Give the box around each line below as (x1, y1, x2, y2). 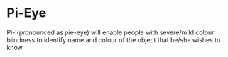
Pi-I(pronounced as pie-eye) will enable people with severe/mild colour (6, 28, 215, 37)
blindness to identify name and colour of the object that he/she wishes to (6, 35, 221, 44)
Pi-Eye (6, 5, 47, 21)
